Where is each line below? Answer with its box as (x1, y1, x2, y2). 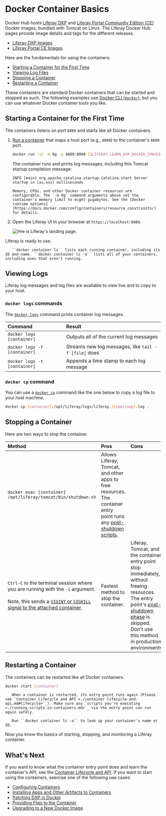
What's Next (5, 751, 44, 759)
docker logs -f (7, 344, 43, 350)
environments (130, 644, 163, 651)
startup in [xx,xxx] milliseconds (12, 180, 83, 185)
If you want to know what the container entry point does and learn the (5, 764, 147, 770)
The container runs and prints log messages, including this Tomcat (12, 160, 148, 166)
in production (130, 638, 162, 645)
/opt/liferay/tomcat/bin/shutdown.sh (7, 494, 96, 500)
